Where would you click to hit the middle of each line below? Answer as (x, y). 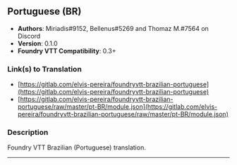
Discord (29, 36)
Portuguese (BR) (44, 12)
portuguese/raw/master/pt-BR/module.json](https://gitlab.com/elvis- (117, 107)
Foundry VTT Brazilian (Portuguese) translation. (77, 147)
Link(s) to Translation (45, 69)
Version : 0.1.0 (37, 43)
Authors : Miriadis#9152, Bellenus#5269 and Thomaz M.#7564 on (113, 28)
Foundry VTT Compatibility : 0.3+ (67, 51)
